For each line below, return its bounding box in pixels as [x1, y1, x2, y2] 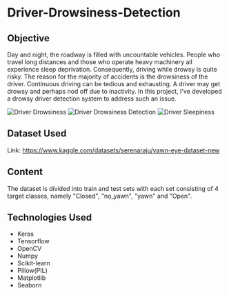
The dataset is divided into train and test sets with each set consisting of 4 [7, 184, 219, 192]
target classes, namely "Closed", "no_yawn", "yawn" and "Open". [7, 192, 192, 200]
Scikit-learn [17, 259, 50, 267]
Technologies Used [7, 212, 92, 223]
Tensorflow [17, 237, 50, 245]
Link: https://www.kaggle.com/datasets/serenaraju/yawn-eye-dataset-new [7, 146, 220, 154]
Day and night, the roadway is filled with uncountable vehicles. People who [7, 50, 221, 59]
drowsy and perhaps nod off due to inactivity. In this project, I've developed [7, 88, 222, 95]
